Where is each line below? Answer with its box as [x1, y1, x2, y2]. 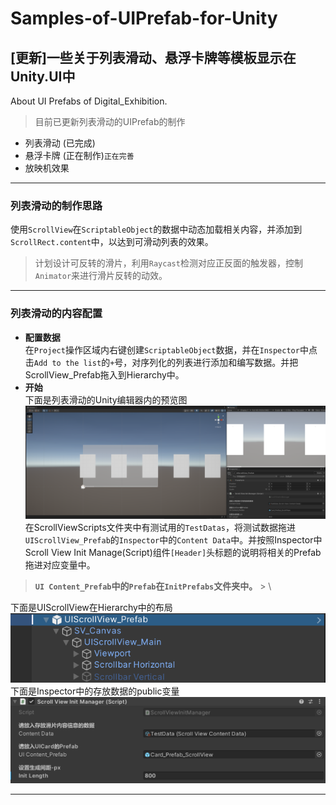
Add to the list [33, 358, 102, 368]
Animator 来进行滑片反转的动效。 [34, 270, 168, 282]
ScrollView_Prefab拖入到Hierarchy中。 [24, 368, 185, 381]
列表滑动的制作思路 [10, 198, 103, 212]
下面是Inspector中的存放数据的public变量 [10, 685, 180, 697]
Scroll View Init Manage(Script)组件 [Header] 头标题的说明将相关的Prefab [24, 546, 322, 558]
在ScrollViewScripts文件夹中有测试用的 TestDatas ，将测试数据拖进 [24, 521, 297, 533]
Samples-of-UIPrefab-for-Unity [10, 7, 278, 30]
